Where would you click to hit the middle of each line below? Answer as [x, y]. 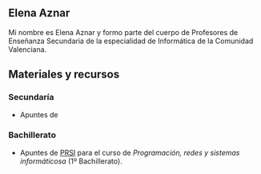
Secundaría [31, 97]
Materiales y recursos [64, 75]
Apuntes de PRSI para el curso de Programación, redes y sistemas [130, 152]
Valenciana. [28, 49]
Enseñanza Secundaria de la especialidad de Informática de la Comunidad [131, 41]
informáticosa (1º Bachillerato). [71, 161]
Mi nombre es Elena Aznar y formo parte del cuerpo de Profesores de [123, 32]
